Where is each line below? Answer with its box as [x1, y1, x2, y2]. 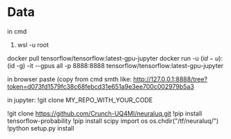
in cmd [7, 27, 27, 35]
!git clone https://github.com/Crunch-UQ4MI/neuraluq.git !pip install [7, 109, 202, 117]
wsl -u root [17, 40, 49, 49]
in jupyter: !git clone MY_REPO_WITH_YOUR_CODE [7, 95, 153, 104]
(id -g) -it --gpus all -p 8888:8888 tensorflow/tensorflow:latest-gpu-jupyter [7, 61, 224, 69]
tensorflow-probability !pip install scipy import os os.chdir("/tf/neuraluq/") [7, 116, 219, 125]
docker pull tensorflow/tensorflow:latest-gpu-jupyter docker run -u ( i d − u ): [7, 54, 223, 63]
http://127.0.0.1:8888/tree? [133, 74, 208, 83]
